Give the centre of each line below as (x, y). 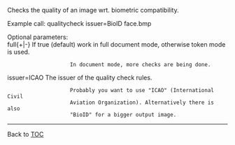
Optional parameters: (38, 37)
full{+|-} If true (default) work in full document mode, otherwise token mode (116, 44)
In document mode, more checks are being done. (140, 65)
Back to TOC (26, 134)
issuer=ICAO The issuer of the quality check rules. (80, 77)
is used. (19, 52)
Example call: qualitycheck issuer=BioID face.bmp (79, 23)
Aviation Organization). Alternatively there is (142, 102)
